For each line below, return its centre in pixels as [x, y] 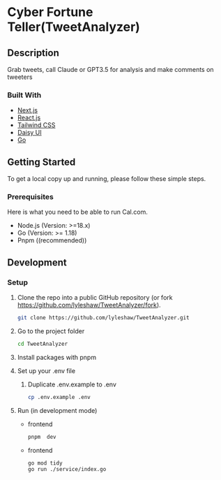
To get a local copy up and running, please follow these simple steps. [107, 179]
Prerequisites [30, 197]
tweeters [20, 77]
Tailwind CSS [36, 125]
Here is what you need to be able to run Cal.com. [77, 212]
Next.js [28, 110]
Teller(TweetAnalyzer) [74, 27]
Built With [24, 95]
